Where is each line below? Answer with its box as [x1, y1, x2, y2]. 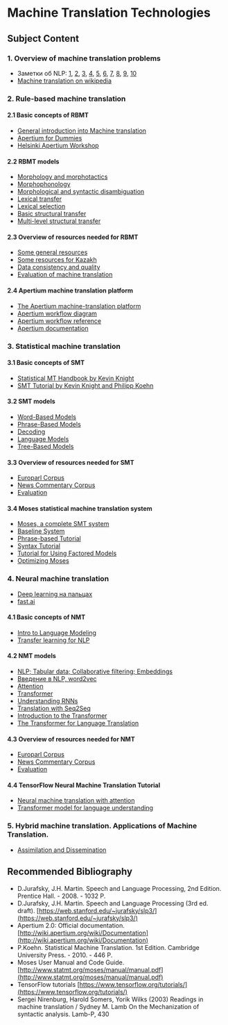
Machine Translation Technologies [7, 5, 211, 21]
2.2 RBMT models [7, 157, 60, 165]
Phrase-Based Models [17, 420, 81, 428]
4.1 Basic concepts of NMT [7, 613, 85, 621]
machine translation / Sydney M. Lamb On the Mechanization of [17, 1002, 200, 1010]
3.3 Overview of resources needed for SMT [7, 458, 134, 466]
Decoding [17, 427, 46, 436]
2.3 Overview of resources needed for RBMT [7, 233, 139, 241]
